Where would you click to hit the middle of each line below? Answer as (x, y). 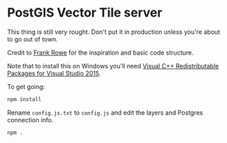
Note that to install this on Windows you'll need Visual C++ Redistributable (113, 66)
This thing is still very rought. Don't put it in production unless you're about (113, 32)
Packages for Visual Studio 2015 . (54, 73)
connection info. (30, 120)
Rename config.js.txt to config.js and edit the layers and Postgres (105, 113)
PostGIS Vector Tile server (85, 13)
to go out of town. (33, 39)
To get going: (26, 86)
